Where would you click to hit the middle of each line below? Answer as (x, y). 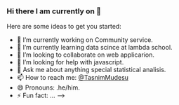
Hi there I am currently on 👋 (54, 11)
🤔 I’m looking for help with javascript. (70, 62)
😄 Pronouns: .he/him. (48, 87)
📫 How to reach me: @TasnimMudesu (73, 78)
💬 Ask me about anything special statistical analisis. (91, 70)
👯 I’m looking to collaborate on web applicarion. (86, 55)
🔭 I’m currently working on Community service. (85, 40)
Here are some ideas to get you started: (64, 27)
